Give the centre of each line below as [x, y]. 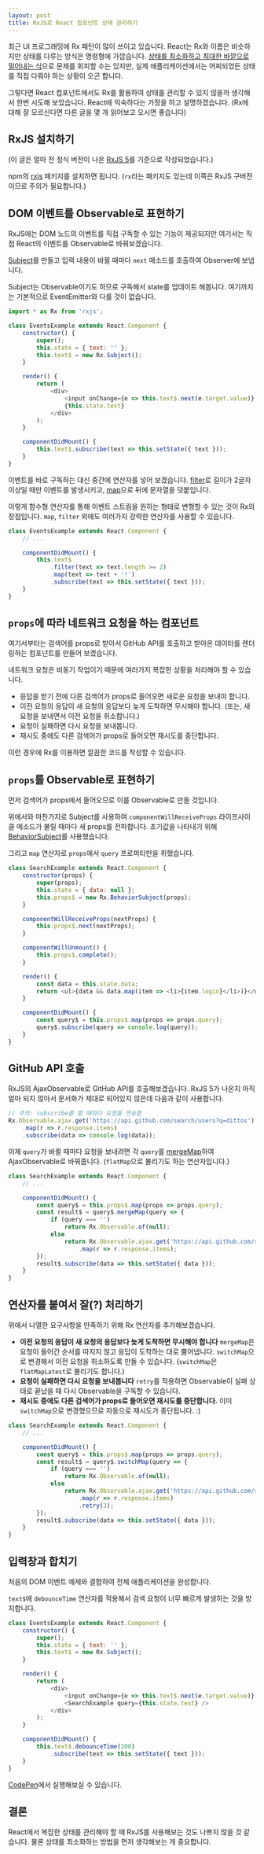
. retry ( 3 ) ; [96, 1506]
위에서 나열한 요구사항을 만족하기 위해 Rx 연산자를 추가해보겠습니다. [112, 1325]
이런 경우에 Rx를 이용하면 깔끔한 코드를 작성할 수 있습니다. [97, 753]
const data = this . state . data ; [88, 984]
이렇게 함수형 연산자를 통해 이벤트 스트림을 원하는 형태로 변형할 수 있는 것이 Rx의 [132, 506]
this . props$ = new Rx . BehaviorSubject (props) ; [114, 898]
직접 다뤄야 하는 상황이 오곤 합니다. [70, 76]
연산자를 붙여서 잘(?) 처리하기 [76, 1305]
